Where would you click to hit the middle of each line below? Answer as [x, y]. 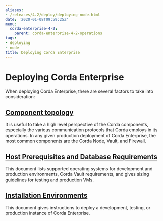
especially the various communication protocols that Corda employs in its [82, 130]
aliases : [14, 10]
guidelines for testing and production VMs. [50, 180]
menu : [11, 24]
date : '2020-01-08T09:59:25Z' [37, 19]
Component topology [39, 113]
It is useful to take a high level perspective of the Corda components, [77, 125]
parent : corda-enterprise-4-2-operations [58, 33]
